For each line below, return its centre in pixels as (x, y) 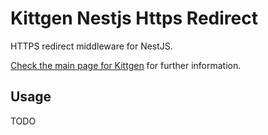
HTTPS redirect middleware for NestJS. (91, 46)
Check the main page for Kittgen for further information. (126, 65)
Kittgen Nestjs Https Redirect (134, 18)
